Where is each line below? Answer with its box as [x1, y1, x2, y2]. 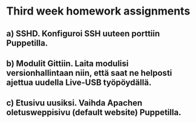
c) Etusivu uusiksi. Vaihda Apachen [6, 98, 143, 108]
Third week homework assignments [6, 4, 191, 18]
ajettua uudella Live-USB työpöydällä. [6, 77, 152, 87]
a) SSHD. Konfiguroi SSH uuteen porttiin [6, 28, 160, 39]
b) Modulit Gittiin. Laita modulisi [6, 58, 129, 68]
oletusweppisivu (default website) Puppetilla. [6, 107, 181, 118]
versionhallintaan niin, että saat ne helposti [6, 68, 172, 78]
